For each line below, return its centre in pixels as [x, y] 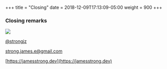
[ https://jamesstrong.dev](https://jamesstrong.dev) [59, 61]
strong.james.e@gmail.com [34, 51]
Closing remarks [26, 20]
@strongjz [16, 41]
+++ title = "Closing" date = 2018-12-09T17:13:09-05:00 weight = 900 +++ [84, 7]
